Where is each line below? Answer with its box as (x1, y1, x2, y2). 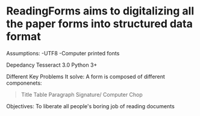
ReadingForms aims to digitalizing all (6, 4, 195, 18)
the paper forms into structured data (6, 17, 193, 31)
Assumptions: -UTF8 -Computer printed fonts (6, 49, 120, 56)
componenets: (6, 79, 42, 87)
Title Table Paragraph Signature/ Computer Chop (20, 91, 143, 98)
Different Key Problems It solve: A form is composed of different (6, 73, 166, 80)
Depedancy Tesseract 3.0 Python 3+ (6, 61, 98, 69)
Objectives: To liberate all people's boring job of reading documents (6, 102, 175, 109)
